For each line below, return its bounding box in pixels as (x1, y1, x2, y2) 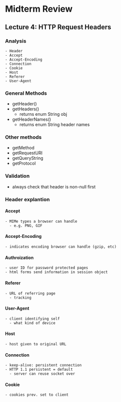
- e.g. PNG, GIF (9, 223, 42, 228)
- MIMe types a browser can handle (5, 219, 78, 224)
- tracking (9, 295, 32, 300)
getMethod (12, 145, 35, 151)
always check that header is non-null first (12, 184, 96, 190)
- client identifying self (5, 316, 60, 321)
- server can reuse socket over (9, 371, 76, 377)
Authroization (5, 254, 34, 260)
